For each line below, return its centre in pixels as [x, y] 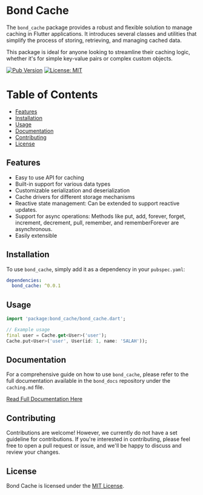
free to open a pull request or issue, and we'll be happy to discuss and [94, 446]
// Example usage [28, 329]
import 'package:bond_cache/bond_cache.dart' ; [66, 319]
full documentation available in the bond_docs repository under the [88, 381]
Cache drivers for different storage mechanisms [75, 197]
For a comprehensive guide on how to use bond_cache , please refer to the [98, 374]
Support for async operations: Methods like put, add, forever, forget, [100, 216]
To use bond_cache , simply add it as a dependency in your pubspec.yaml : [96, 269]
